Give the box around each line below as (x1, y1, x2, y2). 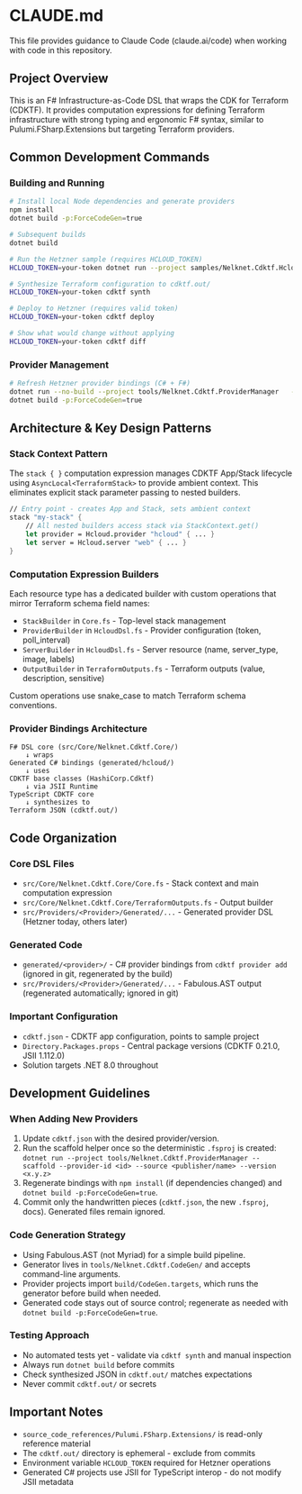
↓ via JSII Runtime (25, 782, 99, 791)
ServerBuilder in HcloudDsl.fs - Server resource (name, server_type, (22, 643, 279, 654)
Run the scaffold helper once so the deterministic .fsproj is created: (22, 1143, 277, 1153)
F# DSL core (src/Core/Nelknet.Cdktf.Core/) (9, 742, 179, 752)
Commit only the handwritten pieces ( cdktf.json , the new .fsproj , (22, 1197, 270, 1207)
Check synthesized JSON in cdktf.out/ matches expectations (22, 1369, 253, 1380)
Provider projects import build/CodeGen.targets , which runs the (22, 1278, 259, 1289)
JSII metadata (22, 1476, 75, 1487)
